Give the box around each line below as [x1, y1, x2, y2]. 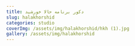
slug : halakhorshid [6, 14, 55, 20]
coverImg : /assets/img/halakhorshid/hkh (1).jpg [6, 25, 130, 32]
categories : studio [6, 20, 55, 26]
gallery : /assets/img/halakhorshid [6, 31, 95, 37]
